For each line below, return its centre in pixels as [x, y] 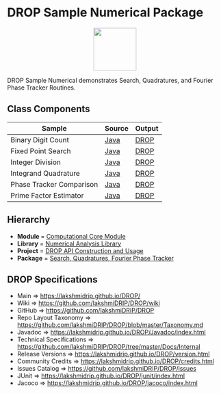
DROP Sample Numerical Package [105, 13]
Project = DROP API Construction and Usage [80, 250]
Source [117, 128]
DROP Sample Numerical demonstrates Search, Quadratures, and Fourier [110, 80]
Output [147, 128]
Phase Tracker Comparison [54, 184]
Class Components [49, 109]
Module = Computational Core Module [71, 236]
